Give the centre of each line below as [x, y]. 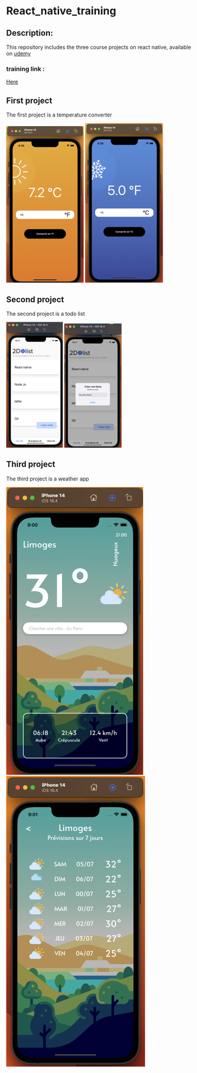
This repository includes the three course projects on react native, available [99, 47]
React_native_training [61, 11]
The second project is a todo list [46, 313]
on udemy [18, 54]
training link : [26, 68]
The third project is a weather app [48, 479]
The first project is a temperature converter [59, 115]
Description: [30, 33]
